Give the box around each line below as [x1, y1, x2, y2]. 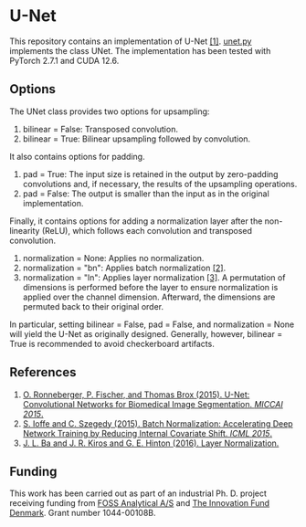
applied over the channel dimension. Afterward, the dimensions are [22, 291, 276, 302]
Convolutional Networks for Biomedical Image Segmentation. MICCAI [22, 398, 283, 409]
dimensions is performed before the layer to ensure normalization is [22, 281, 279, 292]
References [9, 364, 77, 380]
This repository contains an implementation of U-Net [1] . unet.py [9, 36, 252, 47]
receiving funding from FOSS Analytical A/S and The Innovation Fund [9, 498, 270, 509]
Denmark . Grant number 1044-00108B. [9, 508, 157, 519]
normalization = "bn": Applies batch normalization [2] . [22, 262, 227, 273]
